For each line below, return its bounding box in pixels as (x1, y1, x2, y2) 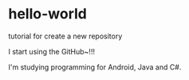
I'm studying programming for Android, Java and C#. (8, 62, 182, 72)
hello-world (8, 5, 88, 23)
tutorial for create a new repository (8, 31, 123, 41)
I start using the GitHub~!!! (8, 46, 96, 56)
